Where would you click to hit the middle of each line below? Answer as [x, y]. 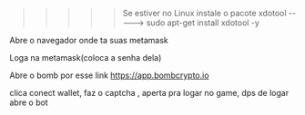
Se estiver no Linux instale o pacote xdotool [204, 13]
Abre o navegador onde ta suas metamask [89, 40]
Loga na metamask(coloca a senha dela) [86, 57]
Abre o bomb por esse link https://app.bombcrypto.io [109, 75]
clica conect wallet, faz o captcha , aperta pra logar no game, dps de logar [149, 93]
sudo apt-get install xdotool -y [203, 23]
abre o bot [29, 102]
